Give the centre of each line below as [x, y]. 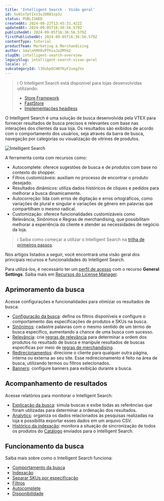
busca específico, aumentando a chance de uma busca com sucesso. [83, 332]
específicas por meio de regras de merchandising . [63, 347]
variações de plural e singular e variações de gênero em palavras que [82, 203]
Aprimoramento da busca [45, 290]
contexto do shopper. [34, 172]
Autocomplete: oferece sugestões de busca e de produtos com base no [85, 167]
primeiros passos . [35, 245]
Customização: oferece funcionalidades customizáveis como [74, 214]
